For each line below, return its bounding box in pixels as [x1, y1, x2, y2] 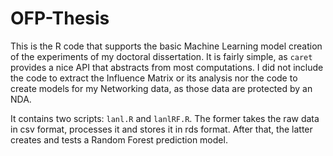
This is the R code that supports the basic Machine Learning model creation [10, 40, 323, 52]
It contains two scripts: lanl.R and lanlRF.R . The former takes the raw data [10, 112, 320, 124]
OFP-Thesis [10, 7, 110, 30]
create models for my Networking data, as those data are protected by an [10, 82, 313, 94]
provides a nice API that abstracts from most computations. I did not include [10, 61, 324, 73]
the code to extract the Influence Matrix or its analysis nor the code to [10, 72, 298, 84]
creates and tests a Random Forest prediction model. [10, 133, 228, 146]
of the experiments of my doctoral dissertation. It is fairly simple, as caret [10, 50, 313, 62]
